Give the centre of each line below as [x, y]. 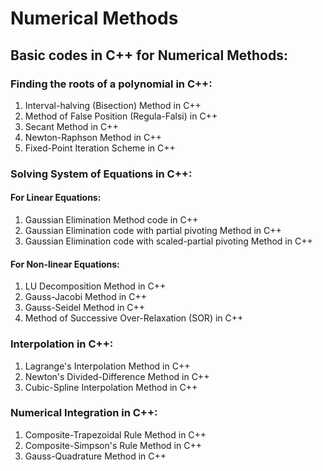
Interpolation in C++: [62, 344]
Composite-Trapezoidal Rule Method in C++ [115, 434]
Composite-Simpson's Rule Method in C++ [113, 445]
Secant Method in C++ [71, 126]
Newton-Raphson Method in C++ [93, 137]
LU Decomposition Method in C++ [95, 286]
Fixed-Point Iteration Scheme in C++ [100, 148]
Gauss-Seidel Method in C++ [85, 308]
